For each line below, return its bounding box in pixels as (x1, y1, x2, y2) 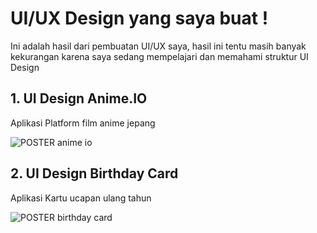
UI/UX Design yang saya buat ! (10, 7, 269, 30)
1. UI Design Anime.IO (10, 90, 148, 107)
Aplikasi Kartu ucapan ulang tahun (10, 192, 152, 204)
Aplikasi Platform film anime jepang (10, 117, 156, 129)
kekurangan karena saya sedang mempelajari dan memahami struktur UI (10, 50, 309, 62)
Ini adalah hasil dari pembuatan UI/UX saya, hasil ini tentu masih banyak (10, 40, 307, 52)
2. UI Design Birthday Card (10, 165, 179, 182)
